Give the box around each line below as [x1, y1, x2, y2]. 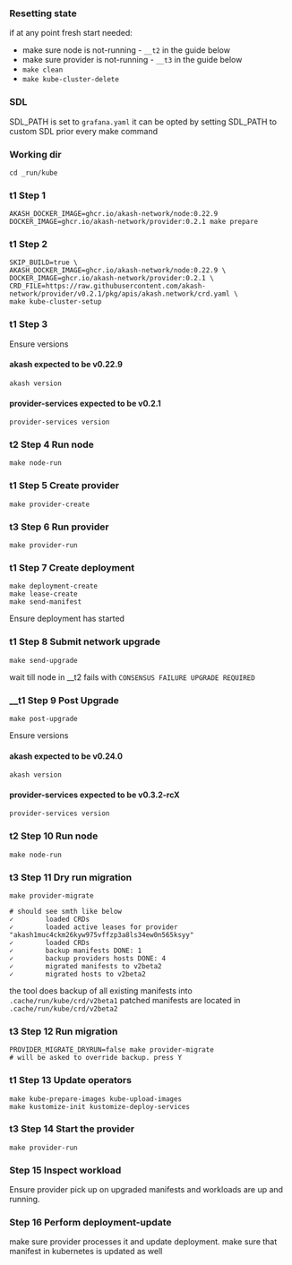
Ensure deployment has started [9, 613, 125, 624]
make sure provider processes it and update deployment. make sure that [9, 1236, 278, 1247]
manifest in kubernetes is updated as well [9, 1246, 163, 1257]
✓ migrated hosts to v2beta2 [9, 969, 146, 978]
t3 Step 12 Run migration [9, 1025, 118, 1037]
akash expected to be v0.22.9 [9, 359, 124, 370]
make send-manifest [9, 598, 82, 607]
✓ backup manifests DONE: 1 [9, 946, 142, 955]
